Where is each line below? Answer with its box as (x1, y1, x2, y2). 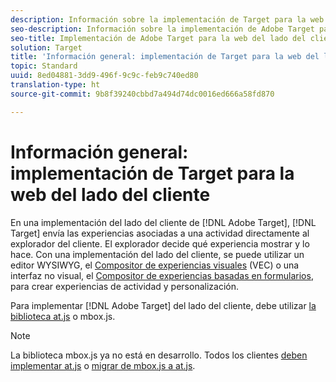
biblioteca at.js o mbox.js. (10, 310, 116, 322)
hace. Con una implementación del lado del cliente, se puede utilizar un (10, 248, 305, 260)
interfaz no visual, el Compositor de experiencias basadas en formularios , (10, 269, 314, 281)
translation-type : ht (10, 80, 101, 90)
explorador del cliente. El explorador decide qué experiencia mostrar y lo (10, 237, 310, 250)
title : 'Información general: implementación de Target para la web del (10, 52, 320, 62)
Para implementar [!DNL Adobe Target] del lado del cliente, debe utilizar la (10, 299, 317, 311)
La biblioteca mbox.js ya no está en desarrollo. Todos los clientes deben (10, 349, 308, 361)
